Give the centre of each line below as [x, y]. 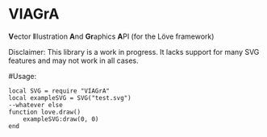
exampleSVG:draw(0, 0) [61, 119]
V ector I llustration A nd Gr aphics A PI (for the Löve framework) [111, 36]
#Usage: [23, 76]
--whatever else [35, 105]
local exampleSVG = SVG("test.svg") [70, 98]
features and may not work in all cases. [73, 60]
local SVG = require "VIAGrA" [59, 91]
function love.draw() [45, 112]
